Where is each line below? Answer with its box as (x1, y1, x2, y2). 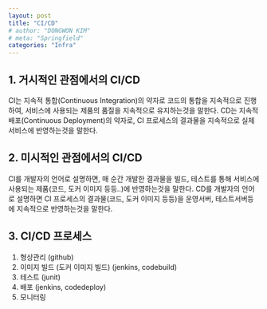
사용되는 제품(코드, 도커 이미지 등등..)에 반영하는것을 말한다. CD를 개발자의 (8, 184, 241, 193)
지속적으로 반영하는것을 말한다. (16, 204, 113, 213)
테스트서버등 (214, 193, 254, 204)
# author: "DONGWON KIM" (8, 26, 91, 34)
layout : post (8, 11, 52, 20)
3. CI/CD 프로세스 (8, 229, 92, 244)
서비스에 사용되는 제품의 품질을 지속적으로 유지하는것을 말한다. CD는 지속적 (25, 105, 259, 115)
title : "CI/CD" (8, 19, 59, 27)
